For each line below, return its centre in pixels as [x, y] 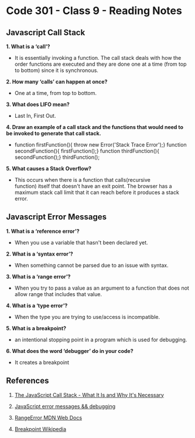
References [28, 381]
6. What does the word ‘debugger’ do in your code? [70, 351]
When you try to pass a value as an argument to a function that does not [102, 288]
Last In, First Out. [35, 116]
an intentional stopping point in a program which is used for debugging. [101, 339]
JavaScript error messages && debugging [65, 406]
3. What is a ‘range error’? [38, 276]
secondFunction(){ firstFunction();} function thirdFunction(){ [87, 151]
